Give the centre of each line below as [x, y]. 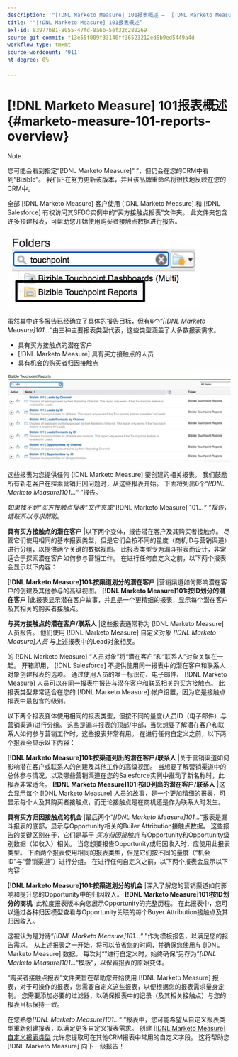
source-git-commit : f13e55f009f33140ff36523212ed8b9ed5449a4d [101, 38]
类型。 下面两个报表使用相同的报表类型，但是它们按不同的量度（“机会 [109, 853]
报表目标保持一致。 [35, 1004]
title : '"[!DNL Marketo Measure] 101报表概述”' [77, 22]
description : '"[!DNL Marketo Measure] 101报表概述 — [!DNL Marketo [110, 15]
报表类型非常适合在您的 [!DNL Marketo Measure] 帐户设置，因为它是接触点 [117, 691]
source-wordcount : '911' [44, 53]
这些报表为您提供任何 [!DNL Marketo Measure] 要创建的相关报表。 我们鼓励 [118, 474]
